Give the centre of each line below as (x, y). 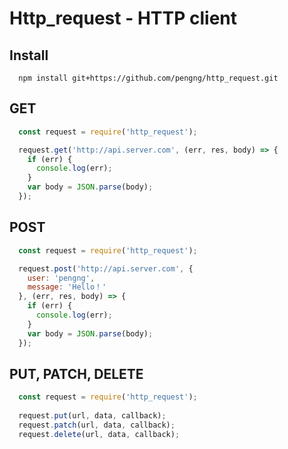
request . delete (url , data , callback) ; (99, 434)
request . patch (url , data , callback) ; (97, 425)
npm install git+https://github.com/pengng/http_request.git (148, 78)
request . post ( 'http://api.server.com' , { (106, 268)
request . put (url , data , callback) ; (92, 416)
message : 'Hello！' (67, 287)
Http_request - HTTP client (123, 18)
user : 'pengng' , (61, 278)
